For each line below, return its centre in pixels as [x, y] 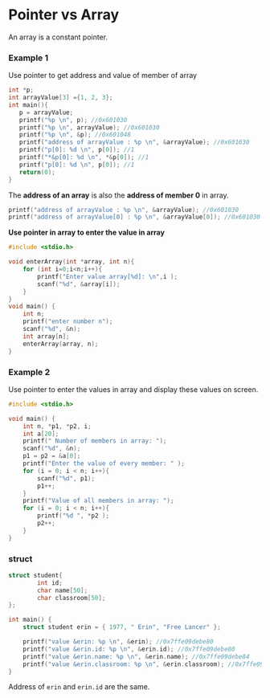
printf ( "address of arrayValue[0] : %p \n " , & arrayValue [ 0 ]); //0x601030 [135, 217]
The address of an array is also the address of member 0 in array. [119, 195]
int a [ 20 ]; [41, 434]
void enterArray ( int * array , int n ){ [72, 262]
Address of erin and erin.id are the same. [79, 687]
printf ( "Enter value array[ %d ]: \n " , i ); [108, 276]
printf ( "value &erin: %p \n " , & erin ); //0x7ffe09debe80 [119, 642]
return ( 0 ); [37, 172]
